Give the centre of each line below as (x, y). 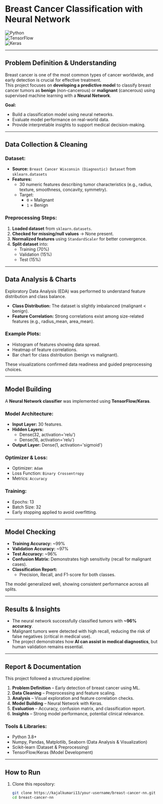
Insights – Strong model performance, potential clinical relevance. (78, 713)
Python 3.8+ (24, 737)
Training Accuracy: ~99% (39, 543)
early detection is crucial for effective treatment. (53, 80)
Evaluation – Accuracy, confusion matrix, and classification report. (79, 708)
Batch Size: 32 (26, 507)
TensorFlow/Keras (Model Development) (52, 752)
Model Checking (30, 532)
